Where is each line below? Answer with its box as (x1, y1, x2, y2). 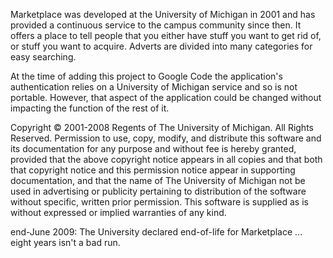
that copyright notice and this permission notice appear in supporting (10, 164, 296, 176)
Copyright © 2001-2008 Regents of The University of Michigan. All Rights (10, 122, 314, 133)
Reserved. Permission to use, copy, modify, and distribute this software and (10, 132, 322, 144)
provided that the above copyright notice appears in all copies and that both (10, 154, 323, 165)
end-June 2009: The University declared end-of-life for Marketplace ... (10, 226, 303, 238)
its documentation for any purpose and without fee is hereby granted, (10, 143, 297, 154)
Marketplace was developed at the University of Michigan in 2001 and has (10, 9, 316, 20)
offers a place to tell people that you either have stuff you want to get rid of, (10, 30, 322, 41)
